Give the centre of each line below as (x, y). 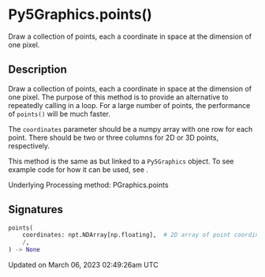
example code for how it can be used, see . (78, 169)
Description (37, 70)
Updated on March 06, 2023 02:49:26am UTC (84, 265)
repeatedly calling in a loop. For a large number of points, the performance (129, 105)
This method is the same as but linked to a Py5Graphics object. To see (121, 161)
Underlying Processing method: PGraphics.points (88, 185)
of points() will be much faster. (59, 114)
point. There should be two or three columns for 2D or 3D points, (114, 137)
